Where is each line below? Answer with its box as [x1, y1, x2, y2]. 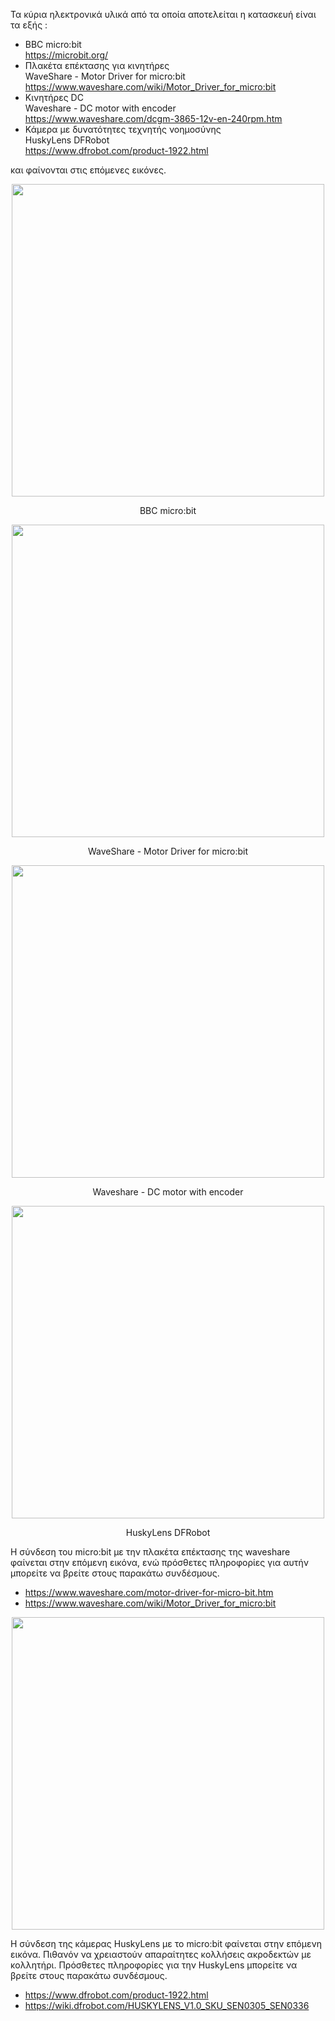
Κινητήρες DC [24, 92, 84, 103]
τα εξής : [10, 19, 48, 31]
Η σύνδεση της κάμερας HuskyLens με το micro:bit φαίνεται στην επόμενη [10, 1938, 322, 1949]
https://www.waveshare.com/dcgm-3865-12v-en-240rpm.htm [24, 113, 283, 124]
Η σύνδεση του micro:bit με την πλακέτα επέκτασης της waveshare [10, 1546, 291, 1558]
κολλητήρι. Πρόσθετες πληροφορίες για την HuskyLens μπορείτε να [10, 1959, 298, 1971]
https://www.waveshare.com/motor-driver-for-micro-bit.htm [24, 1587, 274, 1598]
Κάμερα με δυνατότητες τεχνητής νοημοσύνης [24, 124, 222, 135]
